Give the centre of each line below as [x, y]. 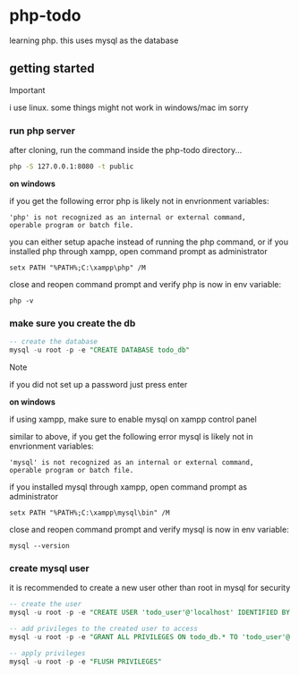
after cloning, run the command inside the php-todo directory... [126, 150]
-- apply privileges [48, 653]
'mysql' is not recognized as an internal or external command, [132, 462]
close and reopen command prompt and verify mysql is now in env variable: [149, 529]
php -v [21, 301]
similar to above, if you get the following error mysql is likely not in [131, 436]
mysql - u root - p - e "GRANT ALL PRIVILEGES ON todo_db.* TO [124, 637]
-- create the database [54, 342]
